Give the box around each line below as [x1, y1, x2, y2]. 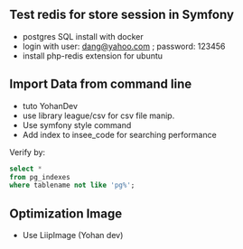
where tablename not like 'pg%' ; [9, 180, 136, 190]
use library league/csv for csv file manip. [22, 110, 175, 121]
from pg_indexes [9, 172, 70, 181]
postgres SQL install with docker [22, 31, 144, 41]
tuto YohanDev [22, 100, 79, 111]
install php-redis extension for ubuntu [22, 50, 164, 61]
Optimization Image [9, 206, 123, 221]
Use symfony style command [22, 119, 132, 130]
